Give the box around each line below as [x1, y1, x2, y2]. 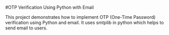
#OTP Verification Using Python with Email [5, 5, 94, 10]
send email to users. [5, 25, 48, 31]
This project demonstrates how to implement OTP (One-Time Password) [5, 14, 156, 20]
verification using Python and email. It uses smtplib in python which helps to [5, 20, 164, 25]
